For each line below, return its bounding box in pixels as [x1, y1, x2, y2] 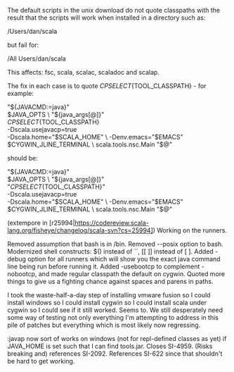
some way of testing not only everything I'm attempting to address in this [7, 314, 219, 321]
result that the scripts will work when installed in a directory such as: [7, 13, 206, 22]
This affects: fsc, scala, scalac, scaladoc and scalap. [7, 68, 160, 76]
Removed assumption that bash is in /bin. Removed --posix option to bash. [7, 240, 223, 248]
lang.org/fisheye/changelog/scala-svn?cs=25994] [7, 226, 153, 235]
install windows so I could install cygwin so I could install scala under [7, 299, 207, 306]
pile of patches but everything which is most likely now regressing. [7, 321, 201, 329]
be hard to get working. [7, 357, 75, 365]
